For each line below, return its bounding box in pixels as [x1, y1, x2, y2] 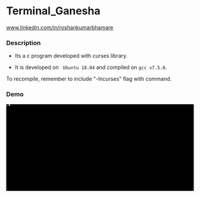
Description [6, 39, 41, 47]
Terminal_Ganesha [6, 4, 101, 18]
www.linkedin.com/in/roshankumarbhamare [6, 24, 114, 31]
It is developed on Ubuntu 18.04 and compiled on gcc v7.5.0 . [14, 64, 167, 71]
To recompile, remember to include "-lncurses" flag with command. [6, 76, 172, 83]
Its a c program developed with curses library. [14, 52, 128, 60]
